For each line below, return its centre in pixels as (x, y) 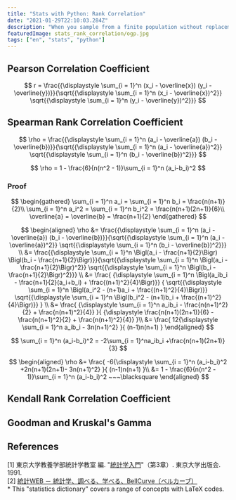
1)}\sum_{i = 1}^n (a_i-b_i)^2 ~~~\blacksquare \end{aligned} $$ (118, 377)
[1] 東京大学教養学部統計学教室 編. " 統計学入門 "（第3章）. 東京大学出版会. (114, 464)
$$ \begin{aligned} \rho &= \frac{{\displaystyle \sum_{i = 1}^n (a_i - (118, 230)
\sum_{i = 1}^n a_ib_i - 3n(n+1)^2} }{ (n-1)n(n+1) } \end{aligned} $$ (118, 327)
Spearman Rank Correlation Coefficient (95, 123)
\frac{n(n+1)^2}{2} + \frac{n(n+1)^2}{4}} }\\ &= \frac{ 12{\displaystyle (118, 320)
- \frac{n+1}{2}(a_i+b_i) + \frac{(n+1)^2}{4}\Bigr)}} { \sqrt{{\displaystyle (118, 283)
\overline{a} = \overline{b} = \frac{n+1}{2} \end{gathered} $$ (118, 217)
